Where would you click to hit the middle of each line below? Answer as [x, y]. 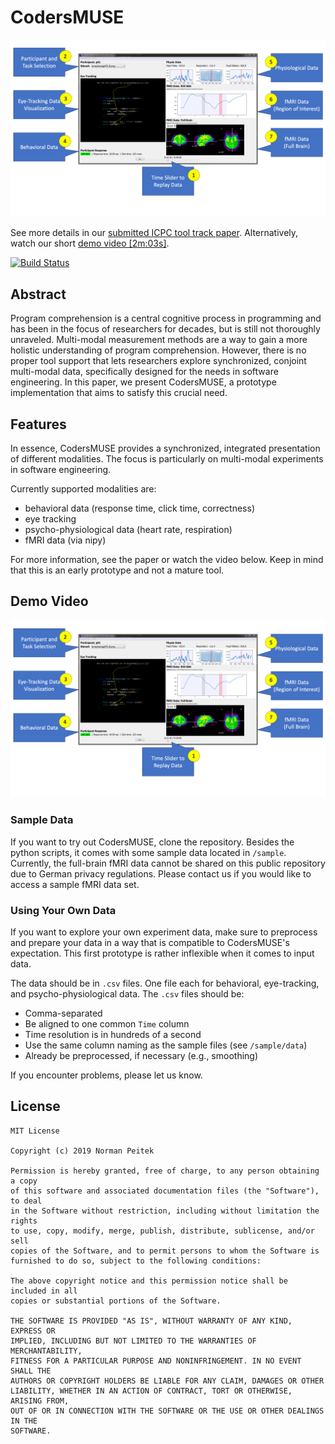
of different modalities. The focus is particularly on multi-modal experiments [167, 459]
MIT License [35, 1131]
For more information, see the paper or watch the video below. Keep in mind [167, 560]
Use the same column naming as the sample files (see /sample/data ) [166, 1045]
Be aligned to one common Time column [107, 1023]
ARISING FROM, [40, 1401]
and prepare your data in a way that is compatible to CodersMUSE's [150, 942]
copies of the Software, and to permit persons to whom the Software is [165, 1251]
